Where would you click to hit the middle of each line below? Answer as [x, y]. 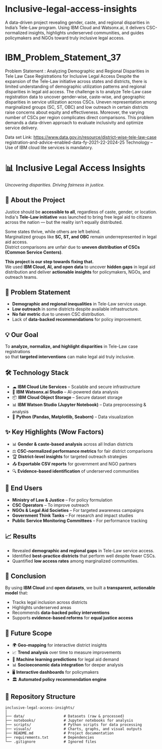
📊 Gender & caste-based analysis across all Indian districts [73, 444]
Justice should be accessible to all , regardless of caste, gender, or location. [81, 212]
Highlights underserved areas [42, 608]
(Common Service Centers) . [34, 252]
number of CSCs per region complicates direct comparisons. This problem [80, 117]
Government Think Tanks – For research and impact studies [73, 515]
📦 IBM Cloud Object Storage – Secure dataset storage [67, 397]
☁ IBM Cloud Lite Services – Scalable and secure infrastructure [76, 387]
